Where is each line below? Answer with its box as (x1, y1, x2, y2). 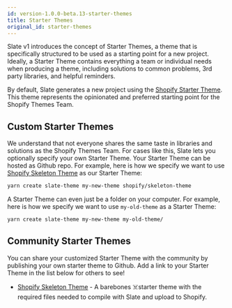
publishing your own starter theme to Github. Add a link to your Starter (7, 261, 209, 270)
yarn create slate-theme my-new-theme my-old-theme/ (7, 216, 164, 223)
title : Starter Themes (7, 17, 73, 24)
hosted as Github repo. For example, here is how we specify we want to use (7, 161, 225, 170)
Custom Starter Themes (7, 120, 114, 133)
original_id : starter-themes (7, 23, 92, 30)
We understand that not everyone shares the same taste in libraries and (7, 139, 212, 147)
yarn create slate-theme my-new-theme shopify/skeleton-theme (7, 182, 192, 189)
